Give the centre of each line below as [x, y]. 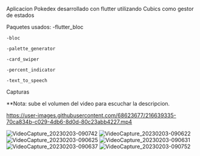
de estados [20, 15]
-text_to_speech [27, 81]
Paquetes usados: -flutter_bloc [45, 27]
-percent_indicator [31, 70]
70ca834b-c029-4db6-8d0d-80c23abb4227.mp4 [69, 122]
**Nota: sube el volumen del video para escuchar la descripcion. [88, 103]
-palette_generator [31, 49]
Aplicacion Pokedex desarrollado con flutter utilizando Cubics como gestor [100, 9]
